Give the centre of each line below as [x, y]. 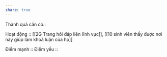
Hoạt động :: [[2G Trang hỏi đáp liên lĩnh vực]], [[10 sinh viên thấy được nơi [84, 34]
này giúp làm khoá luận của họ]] [39, 39]
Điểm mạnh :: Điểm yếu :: [32, 49]
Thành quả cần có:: [25, 24]
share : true [18, 10]
